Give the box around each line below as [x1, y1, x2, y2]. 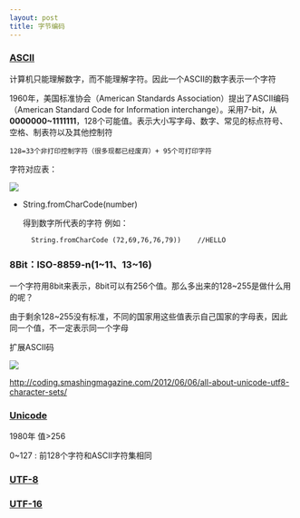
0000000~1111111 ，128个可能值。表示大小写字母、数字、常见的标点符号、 [9, 115, 288, 126]
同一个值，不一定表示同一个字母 [9, 323, 129, 334]
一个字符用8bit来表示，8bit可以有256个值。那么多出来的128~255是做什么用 [9, 280, 292, 291]
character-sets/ [9, 386, 68, 397]
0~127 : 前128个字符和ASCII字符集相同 [9, 450, 152, 461]
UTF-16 [9, 498, 43, 511]
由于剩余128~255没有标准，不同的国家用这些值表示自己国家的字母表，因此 [9, 311, 288, 322]
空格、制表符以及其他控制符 [9, 126, 113, 137]
